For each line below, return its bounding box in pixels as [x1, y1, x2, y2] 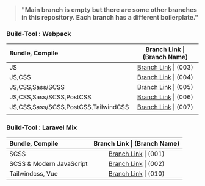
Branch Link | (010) [109, 169, 165, 177]
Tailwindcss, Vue [9, 169, 58, 177]
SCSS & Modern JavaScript [9, 159, 88, 168]
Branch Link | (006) [137, 93, 193, 101]
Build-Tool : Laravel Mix [6, 123, 77, 132]
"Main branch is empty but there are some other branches [21, 5, 197, 14]
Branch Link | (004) [137, 73, 193, 82]
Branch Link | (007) [137, 103, 193, 112]
